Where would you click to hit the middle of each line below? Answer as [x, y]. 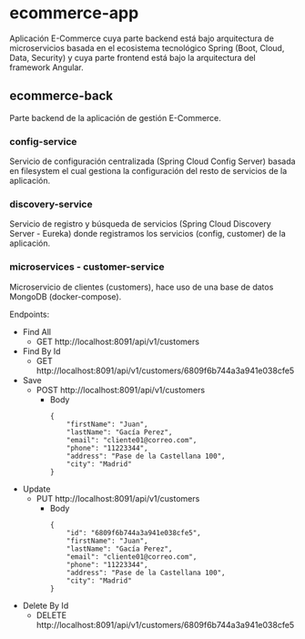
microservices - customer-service [87, 267]
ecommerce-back [61, 96]
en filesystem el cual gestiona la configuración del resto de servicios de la [148, 171]
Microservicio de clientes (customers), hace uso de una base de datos [142, 287]
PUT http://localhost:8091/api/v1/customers [118, 498]
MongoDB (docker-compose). [66, 296]
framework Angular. [46, 67]
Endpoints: [30, 314]
